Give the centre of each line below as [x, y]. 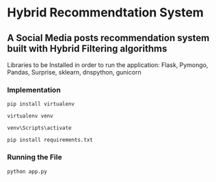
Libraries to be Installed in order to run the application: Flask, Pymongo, [108, 65]
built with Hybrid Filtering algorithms [87, 48]
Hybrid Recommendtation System [105, 13]
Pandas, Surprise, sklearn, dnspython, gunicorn [74, 72]
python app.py [27, 171]
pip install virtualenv [41, 104]
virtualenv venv [30, 116]
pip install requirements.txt [50, 140]
